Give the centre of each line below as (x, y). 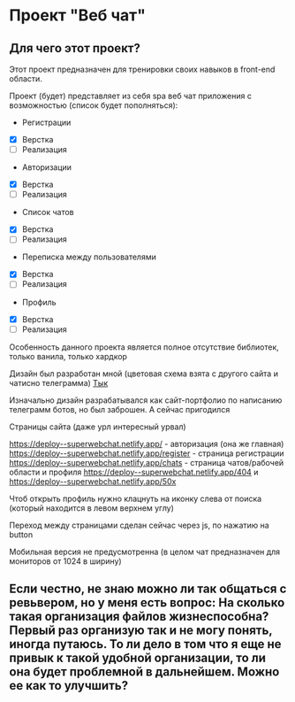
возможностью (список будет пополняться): (94, 105)
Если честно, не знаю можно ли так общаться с (148, 589)
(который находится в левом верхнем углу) (91, 508)
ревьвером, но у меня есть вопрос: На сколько (147, 603)
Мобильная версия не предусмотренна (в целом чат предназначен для (145, 552)
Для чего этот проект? (75, 48)
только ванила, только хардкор (68, 356)
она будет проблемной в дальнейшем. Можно (144, 672)
